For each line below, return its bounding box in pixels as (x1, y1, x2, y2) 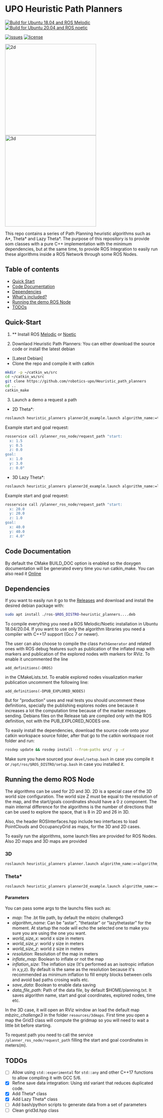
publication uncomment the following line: (5, 680, 89, 685)
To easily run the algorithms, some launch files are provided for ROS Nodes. (5, 833, 157, 839)
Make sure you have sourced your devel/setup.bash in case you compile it (5, 756, 154, 762)
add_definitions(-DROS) (5, 666, 53, 671)
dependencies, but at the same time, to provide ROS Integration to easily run (5, 246, 158, 252)
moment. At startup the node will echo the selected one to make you (12, 925, 149, 931)
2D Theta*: (12, 406, 34, 412)
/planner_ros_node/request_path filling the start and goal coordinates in (5, 1037, 148, 1043)
